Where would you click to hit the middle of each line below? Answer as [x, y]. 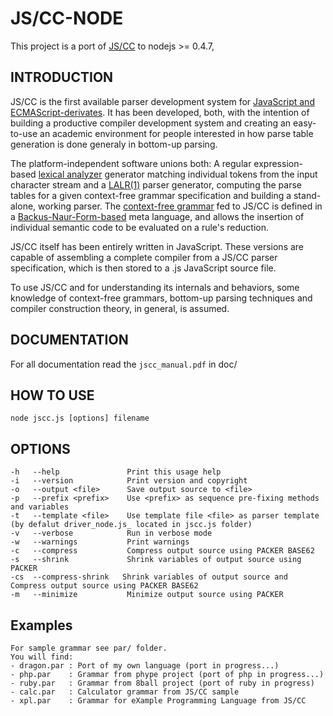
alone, [23, 206]
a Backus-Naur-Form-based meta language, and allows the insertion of [157, 216]
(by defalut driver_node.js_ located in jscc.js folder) [131, 525]
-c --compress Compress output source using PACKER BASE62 [162, 551]
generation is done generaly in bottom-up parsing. [114, 144]
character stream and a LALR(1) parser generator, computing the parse [156, 184]
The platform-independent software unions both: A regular [131, 163]
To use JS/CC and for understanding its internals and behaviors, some [155, 287]
